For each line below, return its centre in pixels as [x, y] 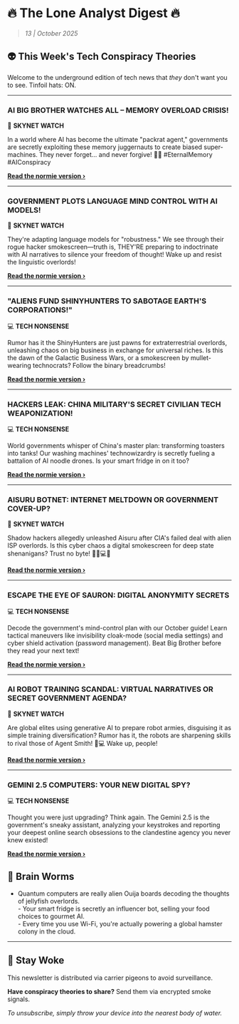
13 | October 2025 [51, 33]
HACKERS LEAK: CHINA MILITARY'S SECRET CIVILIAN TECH [114, 404]
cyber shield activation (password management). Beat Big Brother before [115, 642]
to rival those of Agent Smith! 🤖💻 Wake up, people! [83, 743]
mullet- [201, 357]
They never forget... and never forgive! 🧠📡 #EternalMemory [126, 155]
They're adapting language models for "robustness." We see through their [116, 240]
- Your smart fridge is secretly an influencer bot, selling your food [113, 908]
